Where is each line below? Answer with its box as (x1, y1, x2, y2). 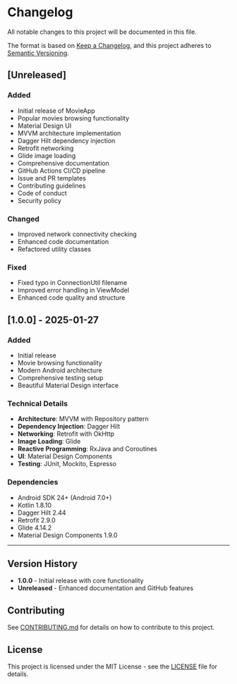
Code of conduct (17, 188, 67, 197)
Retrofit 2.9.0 (17, 515, 56, 524)
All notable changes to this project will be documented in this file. (7, 28, 197, 36)
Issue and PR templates (17, 173, 86, 182)
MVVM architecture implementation (17, 128, 121, 138)
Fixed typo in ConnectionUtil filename (17, 279, 128, 287)
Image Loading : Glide (17, 437, 81, 446)
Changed (7, 214, 40, 224)
